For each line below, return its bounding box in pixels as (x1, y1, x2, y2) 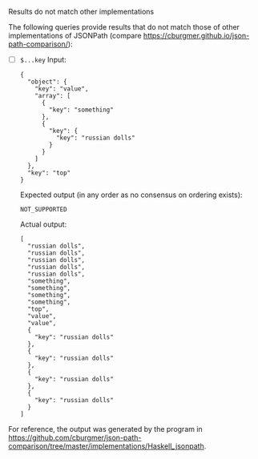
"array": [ (34, 92, 71, 100)
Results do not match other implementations (8, 7, 155, 16)
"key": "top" (27, 169, 71, 177)
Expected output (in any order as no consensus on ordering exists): (19, 190, 243, 199)
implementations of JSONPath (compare (8, 31, 142, 40)
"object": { (27, 78, 67, 87)
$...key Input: (19, 55, 67, 64)
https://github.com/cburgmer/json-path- (8, 433, 142, 443)
